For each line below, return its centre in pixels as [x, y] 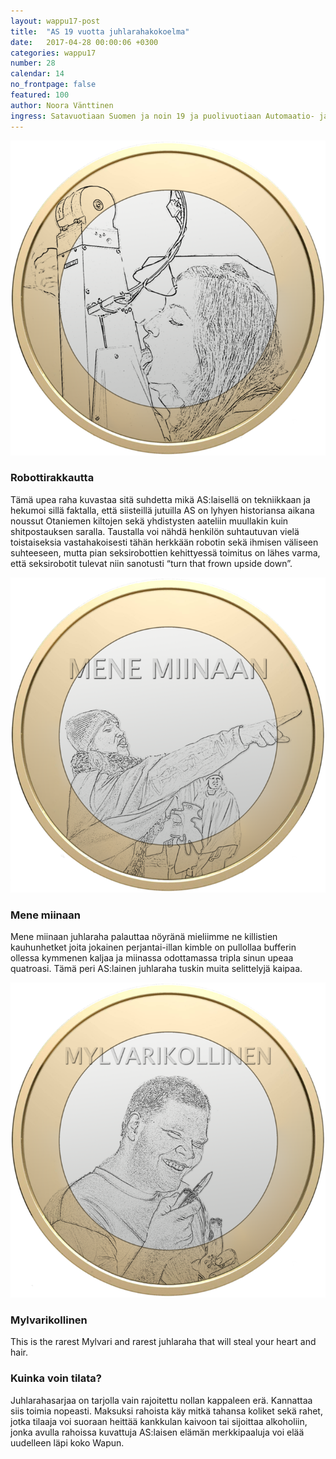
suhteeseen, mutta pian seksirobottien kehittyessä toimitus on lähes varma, [165, 552]
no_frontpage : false [53, 85]
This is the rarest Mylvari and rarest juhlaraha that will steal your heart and [163, 1342]
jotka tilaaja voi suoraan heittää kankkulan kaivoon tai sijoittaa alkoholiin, [159, 1421]
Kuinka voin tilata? [56, 1378]
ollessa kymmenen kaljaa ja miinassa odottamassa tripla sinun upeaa [152, 958]
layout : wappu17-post [55, 21]
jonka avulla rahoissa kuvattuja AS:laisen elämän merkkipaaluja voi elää [157, 1432]
